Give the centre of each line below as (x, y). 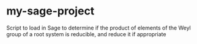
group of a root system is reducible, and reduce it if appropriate (86, 34)
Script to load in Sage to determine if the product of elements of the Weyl (99, 28)
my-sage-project (50, 11)
